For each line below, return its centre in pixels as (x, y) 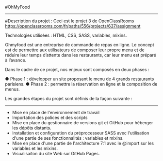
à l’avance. (16, 60)
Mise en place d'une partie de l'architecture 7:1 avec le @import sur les (83, 143)
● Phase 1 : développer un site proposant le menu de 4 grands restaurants (80, 79)
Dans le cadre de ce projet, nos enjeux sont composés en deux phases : (77, 69)
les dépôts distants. (32, 128)
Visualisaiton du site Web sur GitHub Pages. (56, 154)
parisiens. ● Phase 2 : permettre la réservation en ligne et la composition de (81, 84)
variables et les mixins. (35, 148)
